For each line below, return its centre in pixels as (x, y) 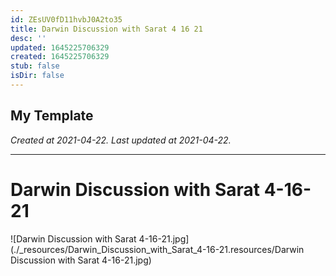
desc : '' (28, 38)
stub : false (35, 66)
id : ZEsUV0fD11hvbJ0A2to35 (66, 19)
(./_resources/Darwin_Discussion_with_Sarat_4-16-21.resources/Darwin (157, 249)
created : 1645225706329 (60, 57)
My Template (52, 116)
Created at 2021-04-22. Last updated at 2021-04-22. (121, 140)
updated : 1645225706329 (60, 47)
